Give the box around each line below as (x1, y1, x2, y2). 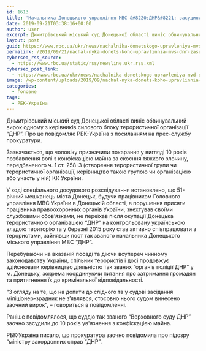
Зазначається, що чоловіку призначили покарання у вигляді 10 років (6, 148, 187, 156)
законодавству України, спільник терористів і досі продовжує (6, 257, 170, 264)
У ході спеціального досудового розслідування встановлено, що (6, 186, 176, 194)
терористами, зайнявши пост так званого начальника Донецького (6, 232, 181, 239)
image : (6, 77, 23, 83)
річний (6, 192, 24, 200)
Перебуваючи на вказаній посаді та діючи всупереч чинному (6, 250, 168, 257)
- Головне (12, 89, 37, 95)
